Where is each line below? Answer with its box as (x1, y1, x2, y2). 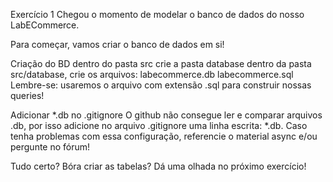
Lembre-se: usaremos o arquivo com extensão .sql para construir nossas (10, 79, 312, 91)
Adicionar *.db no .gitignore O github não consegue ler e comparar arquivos (10, 109, 323, 121)
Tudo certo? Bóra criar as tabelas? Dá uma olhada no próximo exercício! (10, 160, 307, 172)
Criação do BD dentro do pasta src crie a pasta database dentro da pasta (10, 58, 312, 69)
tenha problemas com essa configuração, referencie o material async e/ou (10, 130, 318, 142)
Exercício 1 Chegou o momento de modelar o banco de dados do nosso (10, 9, 305, 20)
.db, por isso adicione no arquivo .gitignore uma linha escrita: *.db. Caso (10, 120, 308, 131)
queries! (10, 90, 45, 101)
